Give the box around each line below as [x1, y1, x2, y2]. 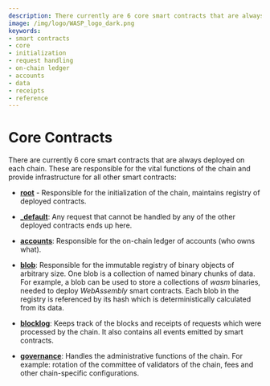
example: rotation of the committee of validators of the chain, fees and [19, 359, 254, 370]
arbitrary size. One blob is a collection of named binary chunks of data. [19, 269, 256, 278]
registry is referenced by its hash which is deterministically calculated [19, 294, 252, 304]
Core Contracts [8, 129, 112, 147]
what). [19, 244, 42, 254]
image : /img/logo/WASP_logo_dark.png [8, 19, 135, 27]
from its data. [19, 303, 64, 313]
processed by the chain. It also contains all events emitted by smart [19, 327, 243, 337]
